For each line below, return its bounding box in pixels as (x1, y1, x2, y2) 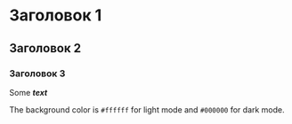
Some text (9, 87, 48, 97)
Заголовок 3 (9, 67, 66, 80)
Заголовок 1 (9, 5, 102, 26)
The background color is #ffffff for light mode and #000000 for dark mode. (9, 104, 285, 115)
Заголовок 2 (9, 41, 82, 56)
